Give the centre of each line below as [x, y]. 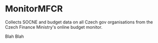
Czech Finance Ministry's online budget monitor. [54, 27]
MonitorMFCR [34, 9]
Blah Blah [15, 36]
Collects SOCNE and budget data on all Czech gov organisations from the [79, 22]
